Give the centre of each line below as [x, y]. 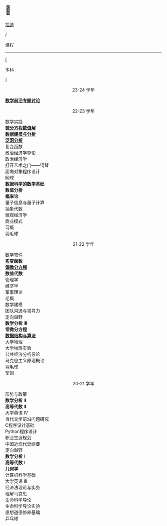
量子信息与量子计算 [25, 202]
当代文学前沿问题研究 [27, 419]
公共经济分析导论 [23, 354]
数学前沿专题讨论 [23, 100]
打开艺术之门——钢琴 [27, 165]
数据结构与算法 [20, 335]
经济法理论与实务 [23, 487]
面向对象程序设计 [23, 171]
